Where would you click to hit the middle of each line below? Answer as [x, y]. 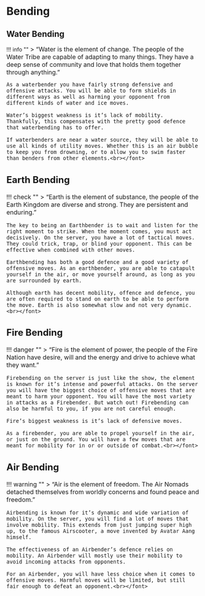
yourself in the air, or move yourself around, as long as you [101, 274]
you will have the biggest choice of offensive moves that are [101, 390]
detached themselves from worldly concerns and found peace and [103, 492]
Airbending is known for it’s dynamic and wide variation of [98, 513]
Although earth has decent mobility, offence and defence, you [101, 292]
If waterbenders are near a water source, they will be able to [102, 140]
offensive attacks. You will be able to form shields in [91, 91]
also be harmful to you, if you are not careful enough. [91, 408]
